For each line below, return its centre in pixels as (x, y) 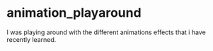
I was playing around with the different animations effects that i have (106, 32)
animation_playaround (74, 13)
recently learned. (31, 39)
